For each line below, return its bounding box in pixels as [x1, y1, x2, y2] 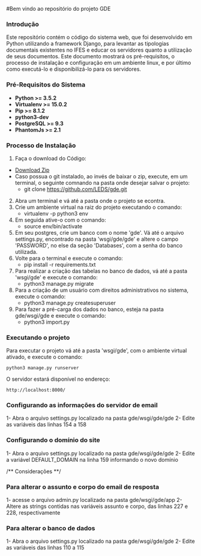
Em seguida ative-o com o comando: [14, 216, 106, 223]
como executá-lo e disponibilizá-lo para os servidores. [6, 65, 142, 73]
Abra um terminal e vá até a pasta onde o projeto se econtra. [14, 197, 166, 204]
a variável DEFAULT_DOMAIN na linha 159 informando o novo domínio [6, 456, 179, 463]
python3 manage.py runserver [6, 365, 79, 371]
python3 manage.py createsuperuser [23, 299, 116, 306]
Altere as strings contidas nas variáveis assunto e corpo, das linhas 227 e [6, 503, 188, 510]
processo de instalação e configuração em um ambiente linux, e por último [6, 59, 191, 67]
